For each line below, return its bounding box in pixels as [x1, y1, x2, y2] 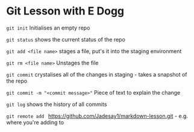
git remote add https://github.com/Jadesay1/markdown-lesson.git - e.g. [6, 112, 189, 119]
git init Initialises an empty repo [6, 24, 90, 31]
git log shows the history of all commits [6, 101, 107, 108]
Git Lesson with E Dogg [6, 4, 125, 18]
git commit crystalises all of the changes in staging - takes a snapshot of [6, 71, 188, 78]
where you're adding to [6, 119, 64, 126]
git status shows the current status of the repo [6, 36, 125, 43]
